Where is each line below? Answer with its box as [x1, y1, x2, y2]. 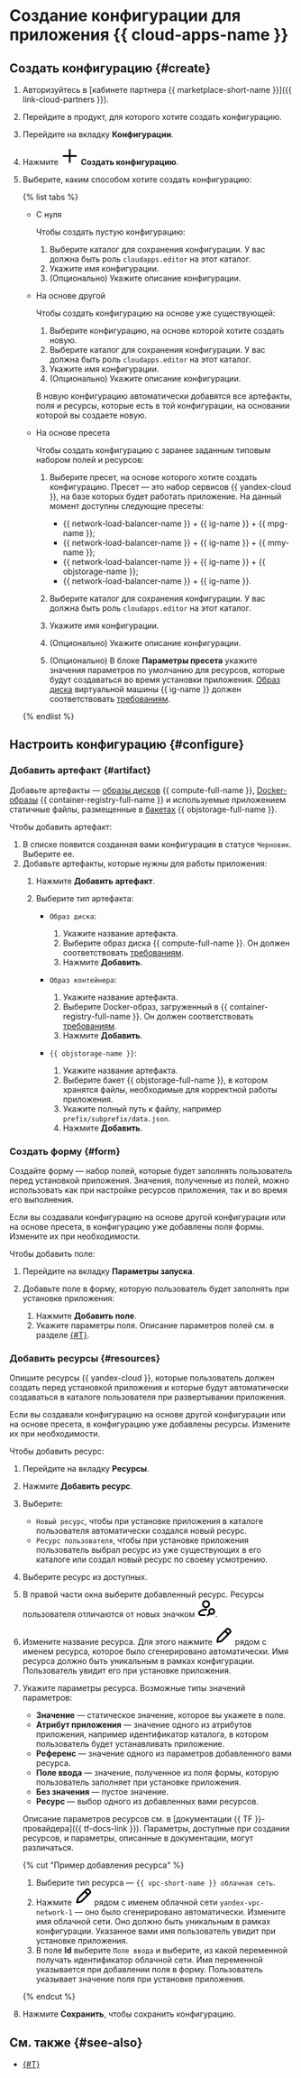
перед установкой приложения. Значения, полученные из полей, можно [9, 1175, 290, 1186]
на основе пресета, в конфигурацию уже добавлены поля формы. [9, 1221, 264, 1232]
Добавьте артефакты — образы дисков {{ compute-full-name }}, [9, 784, 255, 795]
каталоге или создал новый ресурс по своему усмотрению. [35, 1554, 269, 1565]
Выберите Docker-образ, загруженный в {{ [62, 1001, 228, 1011]
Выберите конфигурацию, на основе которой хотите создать [49, 326, 285, 336]
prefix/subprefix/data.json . [62, 1113, 171, 1123]
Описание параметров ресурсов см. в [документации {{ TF [22, 1814, 253, 1824]
